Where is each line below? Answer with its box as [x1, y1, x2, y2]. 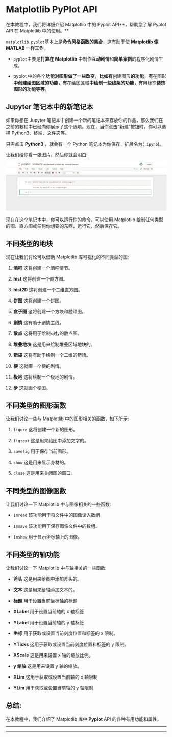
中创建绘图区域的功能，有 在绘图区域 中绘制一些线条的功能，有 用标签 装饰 [13, 79, 165, 86]
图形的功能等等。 [13, 86, 50, 92]
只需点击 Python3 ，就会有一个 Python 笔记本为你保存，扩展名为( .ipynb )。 [6, 141, 164, 147]
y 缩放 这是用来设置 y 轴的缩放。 [13, 663, 82, 669]
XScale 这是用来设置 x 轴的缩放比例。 [13, 652, 93, 659]
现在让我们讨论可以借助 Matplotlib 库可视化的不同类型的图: [6, 254, 129, 260]
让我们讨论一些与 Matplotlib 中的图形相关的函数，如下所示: [6, 415, 129, 422]
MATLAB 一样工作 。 [6, 45, 48, 51]
